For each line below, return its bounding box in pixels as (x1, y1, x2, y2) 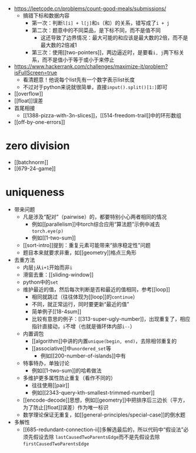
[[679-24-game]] (14, 165, 56, 172)
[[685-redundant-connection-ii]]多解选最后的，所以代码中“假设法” (22, 426, 184, 433)
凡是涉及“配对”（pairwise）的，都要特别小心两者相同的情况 (22, 213, 167, 220)
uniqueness (5, 186, 65, 199)
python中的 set (22, 278, 58, 285)
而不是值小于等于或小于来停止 (42, 56, 115, 63)
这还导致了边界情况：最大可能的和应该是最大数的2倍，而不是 (40, 34, 188, 41)
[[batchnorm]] (14, 159, 48, 166)
